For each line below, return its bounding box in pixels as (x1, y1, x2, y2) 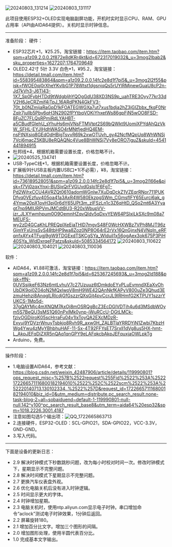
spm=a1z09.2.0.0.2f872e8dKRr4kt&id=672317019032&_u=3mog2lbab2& (12, 54, 166, 60)
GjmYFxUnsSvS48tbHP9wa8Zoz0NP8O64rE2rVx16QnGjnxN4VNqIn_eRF (12, 227, 167, 233)
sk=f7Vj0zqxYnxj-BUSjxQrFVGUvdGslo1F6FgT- (12, 184, 113, 189)
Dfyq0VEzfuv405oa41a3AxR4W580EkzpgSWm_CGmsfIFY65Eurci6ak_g (12, 194, 165, 200)
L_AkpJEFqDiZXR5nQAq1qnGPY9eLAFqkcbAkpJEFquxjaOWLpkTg (12, 331, 153, 337)
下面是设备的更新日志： (5, 448, 55, 454)
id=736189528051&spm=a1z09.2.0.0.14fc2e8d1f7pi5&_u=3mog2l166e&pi (12, 178, 166, 184)
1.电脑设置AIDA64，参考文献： (12, 363, 77, 369)
